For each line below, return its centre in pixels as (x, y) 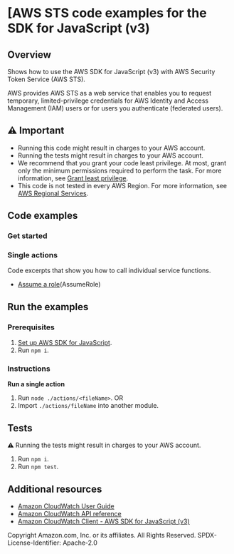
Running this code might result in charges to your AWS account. (111, 148)
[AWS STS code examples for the (107, 13)
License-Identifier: (34, 543)
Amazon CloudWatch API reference (70, 514)
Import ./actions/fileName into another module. (88, 406)
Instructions (29, 369)
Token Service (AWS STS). (46, 79)
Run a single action (36, 384)
